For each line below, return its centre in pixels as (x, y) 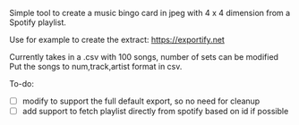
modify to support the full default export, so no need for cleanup (141, 101)
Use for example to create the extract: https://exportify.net (117, 40)
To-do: (21, 83)
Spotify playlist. (38, 22)
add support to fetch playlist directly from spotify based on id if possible (155, 112)
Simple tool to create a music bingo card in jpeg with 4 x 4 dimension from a (150, 13)
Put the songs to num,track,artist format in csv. (96, 67)
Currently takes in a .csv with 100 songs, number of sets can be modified (144, 57)
